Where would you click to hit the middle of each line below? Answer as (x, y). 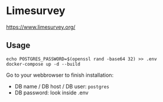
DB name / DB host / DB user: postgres (62, 86)
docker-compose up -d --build (43, 64)
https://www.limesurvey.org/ (41, 27)
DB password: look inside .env (51, 93)
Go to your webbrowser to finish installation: (60, 75)
